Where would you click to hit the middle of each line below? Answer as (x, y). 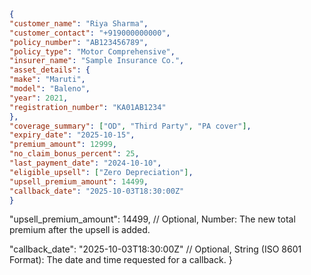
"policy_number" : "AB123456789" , (79, 42)
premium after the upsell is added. (80, 230)
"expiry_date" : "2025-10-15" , (72, 135)
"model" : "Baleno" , (50, 89)
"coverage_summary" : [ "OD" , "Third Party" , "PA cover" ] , (130, 126)
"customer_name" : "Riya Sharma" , (79, 23)
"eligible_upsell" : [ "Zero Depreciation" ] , (101, 172)
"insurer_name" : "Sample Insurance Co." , (97, 61)
